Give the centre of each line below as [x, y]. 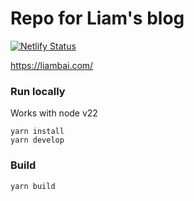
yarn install [37, 132]
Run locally [38, 91]
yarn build [33, 186]
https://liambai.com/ [52, 65]
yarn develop [37, 140]
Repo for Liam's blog [97, 18]
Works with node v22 [54, 113]
